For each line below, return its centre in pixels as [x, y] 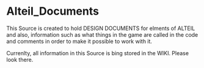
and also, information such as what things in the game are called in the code [102, 34]
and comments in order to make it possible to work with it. [79, 41]
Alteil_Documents [53, 11]
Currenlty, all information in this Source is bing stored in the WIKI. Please [98, 53]
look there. [20, 59]
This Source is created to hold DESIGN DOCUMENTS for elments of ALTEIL [101, 28]
